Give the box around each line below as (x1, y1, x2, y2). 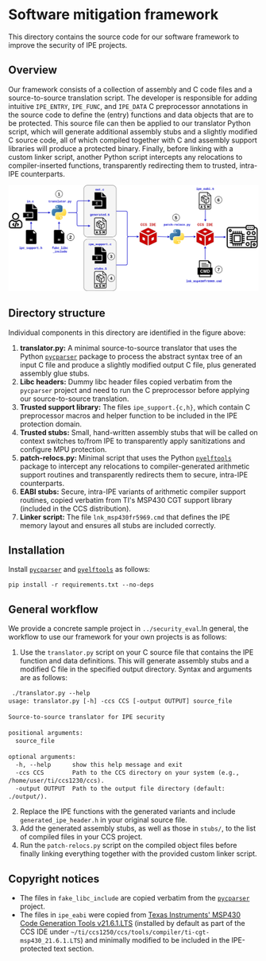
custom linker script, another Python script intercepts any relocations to (8, 152, 243, 161)
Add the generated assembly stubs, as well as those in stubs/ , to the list (19, 823, 256, 833)
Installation (8, 543, 65, 558)
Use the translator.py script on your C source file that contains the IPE (19, 648, 254, 657)
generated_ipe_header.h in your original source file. (19, 815, 188, 825)
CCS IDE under (19, 927, 69, 936)
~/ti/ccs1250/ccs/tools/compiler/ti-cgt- (70, 928, 210, 936)
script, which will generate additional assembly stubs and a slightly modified (8, 126, 258, 136)
